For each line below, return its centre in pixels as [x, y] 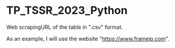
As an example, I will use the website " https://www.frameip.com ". [88, 38]
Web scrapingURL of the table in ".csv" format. [64, 27]
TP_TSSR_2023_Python [67, 10]
